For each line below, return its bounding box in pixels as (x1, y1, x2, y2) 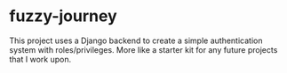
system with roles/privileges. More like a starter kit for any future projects (9, 44, 278, 55)
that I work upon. (9, 54, 72, 64)
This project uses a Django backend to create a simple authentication (9, 35, 263, 46)
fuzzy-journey (9, 6, 117, 26)
